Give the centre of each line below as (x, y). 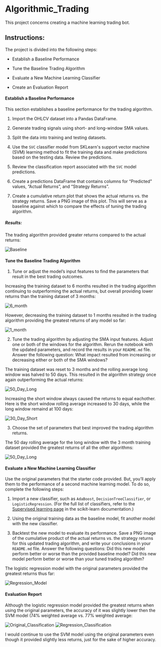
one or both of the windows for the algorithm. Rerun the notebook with (83, 345)
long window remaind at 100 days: (39, 409)
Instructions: (25, 38)
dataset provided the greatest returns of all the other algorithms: (69, 448)
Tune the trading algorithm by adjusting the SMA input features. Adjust (82, 339)
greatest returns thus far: (30, 573)
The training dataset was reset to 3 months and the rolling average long (76, 370)
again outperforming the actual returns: (44, 380)
